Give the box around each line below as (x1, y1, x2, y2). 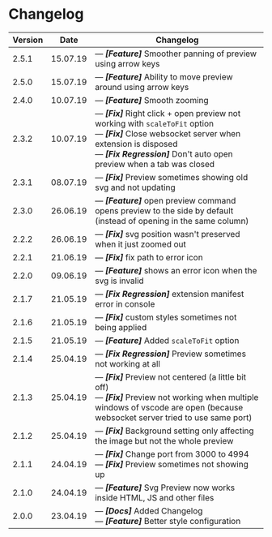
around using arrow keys (94, 81, 189, 92)
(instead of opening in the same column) (94, 215, 249, 226)
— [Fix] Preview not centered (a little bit (94, 371, 247, 382)
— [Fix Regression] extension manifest (94, 288, 244, 299)
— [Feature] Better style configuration (94, 515, 241, 526)
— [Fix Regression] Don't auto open (94, 148, 233, 159)
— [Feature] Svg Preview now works (94, 482, 236, 493)
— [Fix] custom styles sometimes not (94, 311, 237, 323)
